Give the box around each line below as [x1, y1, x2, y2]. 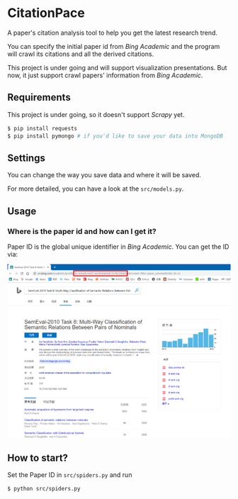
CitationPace [7, 5, 85, 21]
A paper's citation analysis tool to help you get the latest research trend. [7, 28, 218, 37]
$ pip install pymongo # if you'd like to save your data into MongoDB [7, 133, 223, 140]
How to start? [7, 452, 69, 464]
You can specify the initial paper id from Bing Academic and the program [7, 42, 220, 50]
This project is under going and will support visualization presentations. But [7, 63, 227, 72]
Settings [7, 152, 46, 164]
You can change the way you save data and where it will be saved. [7, 171, 202, 179]
